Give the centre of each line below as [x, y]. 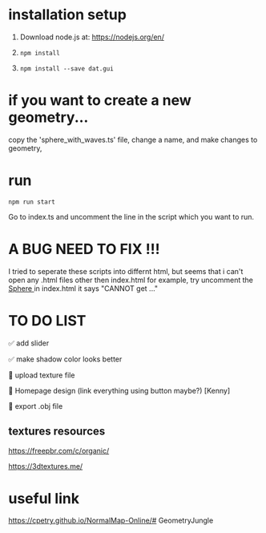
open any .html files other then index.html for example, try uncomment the [131, 280]
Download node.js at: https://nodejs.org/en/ [92, 37]
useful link [44, 498]
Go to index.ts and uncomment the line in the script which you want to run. [131, 216]
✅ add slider [29, 343]
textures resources [57, 432]
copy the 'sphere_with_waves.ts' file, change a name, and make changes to [133, 139]
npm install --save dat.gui [66, 69]
